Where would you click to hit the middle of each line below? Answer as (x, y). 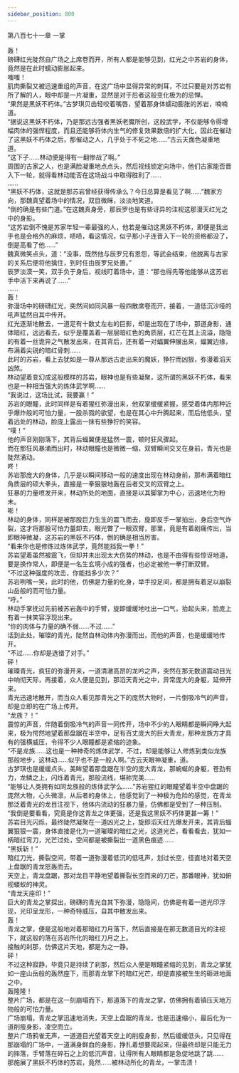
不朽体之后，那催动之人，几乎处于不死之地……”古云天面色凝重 (123, 139)
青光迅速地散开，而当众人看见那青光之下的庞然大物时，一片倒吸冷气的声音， (119, 697)
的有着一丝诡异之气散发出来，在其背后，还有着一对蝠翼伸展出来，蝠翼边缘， (119, 341)
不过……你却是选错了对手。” (50, 653)
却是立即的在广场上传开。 (45, 706)
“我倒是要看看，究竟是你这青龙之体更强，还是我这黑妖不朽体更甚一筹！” (113, 813)
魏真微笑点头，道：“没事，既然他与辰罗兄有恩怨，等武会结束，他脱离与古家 (118, 253)
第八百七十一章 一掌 (36, 35)
